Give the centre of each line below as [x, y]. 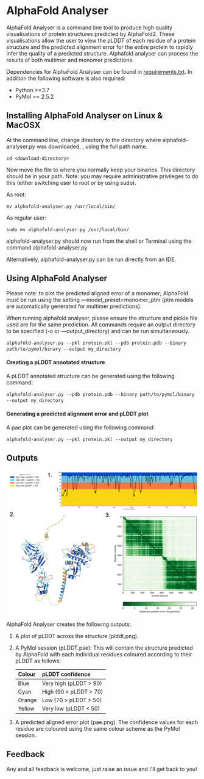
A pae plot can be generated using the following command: [81, 427]
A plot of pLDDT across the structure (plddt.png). [77, 636]
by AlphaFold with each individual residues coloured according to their [104, 654]
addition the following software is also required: [66, 78]
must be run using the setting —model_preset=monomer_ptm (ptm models [100, 300]
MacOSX [23, 125]
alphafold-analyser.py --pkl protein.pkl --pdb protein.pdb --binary [97, 343]
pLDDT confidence [66, 674]
